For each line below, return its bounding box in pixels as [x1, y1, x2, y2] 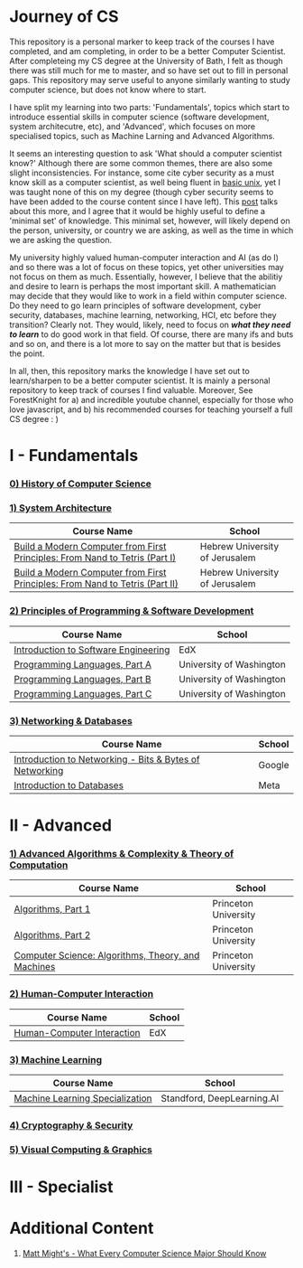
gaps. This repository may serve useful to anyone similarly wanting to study [9, 74, 290, 85]
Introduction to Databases [14, 779, 124, 792]
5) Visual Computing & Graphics [9, 1143, 153, 1156]
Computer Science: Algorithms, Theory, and [14, 949, 200, 962]
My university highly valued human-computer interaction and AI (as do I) [9, 251, 280, 263]
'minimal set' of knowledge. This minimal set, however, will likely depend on [9, 215, 290, 226]
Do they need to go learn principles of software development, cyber [9, 300, 262, 311]
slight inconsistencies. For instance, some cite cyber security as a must [9, 167, 275, 178]
